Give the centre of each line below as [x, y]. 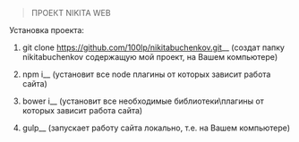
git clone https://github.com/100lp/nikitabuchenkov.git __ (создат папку [153, 47]
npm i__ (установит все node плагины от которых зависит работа [146, 74]
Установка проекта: [47, 30]
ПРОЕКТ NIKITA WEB [71, 13]
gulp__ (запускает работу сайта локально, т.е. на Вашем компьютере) [156, 128]
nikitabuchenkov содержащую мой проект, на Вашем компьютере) [150, 57]
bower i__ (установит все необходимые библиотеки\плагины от [143, 101]
